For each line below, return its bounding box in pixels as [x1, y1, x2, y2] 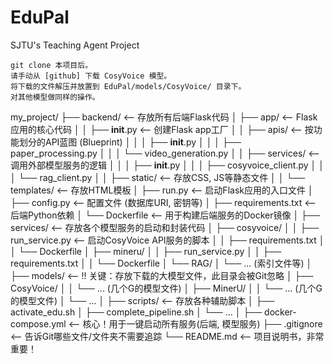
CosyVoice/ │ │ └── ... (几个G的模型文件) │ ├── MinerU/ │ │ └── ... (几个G [10, 282, 323, 294]
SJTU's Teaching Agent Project [10, 39, 140, 51]
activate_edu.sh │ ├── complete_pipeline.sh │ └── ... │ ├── [10, 306, 263, 318]
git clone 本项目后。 [10, 60, 93, 70]
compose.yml [10, 317, 67, 330]
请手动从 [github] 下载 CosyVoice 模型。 [10, 71, 172, 81]
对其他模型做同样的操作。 [10, 92, 100, 102]
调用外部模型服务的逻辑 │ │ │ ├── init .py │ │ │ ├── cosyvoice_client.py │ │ [10, 159, 325, 171]
